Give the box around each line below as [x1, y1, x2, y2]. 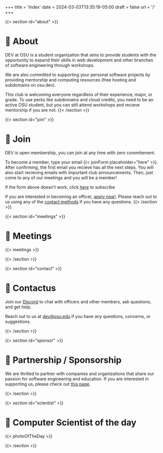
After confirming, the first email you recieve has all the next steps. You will [5, 164, 154, 170]
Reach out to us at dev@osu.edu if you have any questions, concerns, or [5, 313, 151, 319]
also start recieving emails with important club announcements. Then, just [5, 169, 153, 175]
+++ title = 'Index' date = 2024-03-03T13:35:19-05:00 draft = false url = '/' [5, 4, 156, 10]
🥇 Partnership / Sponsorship [5, 355, 122, 365]
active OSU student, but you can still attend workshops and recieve [5, 102, 140, 108]
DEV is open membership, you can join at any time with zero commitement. [5, 150, 156, 156]
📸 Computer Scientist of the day [5, 417, 137, 428]
